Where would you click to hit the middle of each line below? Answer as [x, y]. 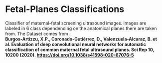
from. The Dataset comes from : [38, 33]
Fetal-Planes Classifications [65, 9]
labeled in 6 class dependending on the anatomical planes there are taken [81, 28]
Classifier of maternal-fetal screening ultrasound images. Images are [76, 23]
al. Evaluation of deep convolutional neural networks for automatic [76, 44]
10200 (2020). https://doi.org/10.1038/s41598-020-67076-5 [70, 55]
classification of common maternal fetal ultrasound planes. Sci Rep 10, [80, 49]
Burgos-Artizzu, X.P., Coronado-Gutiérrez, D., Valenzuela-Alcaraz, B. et [81, 39]
